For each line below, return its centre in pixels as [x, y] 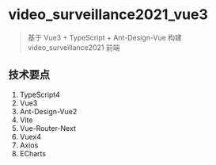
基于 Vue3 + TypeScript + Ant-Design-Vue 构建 [104, 37]
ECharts [32, 153]
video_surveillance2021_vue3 [108, 15]
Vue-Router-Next [48, 128]
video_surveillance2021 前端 [74, 47]
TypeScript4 [40, 94]
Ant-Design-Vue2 [48, 111]
